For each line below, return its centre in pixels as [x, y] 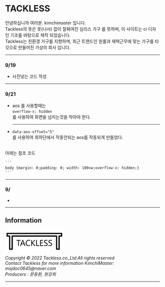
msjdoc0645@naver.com [31, 268]
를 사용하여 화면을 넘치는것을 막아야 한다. [52, 117]
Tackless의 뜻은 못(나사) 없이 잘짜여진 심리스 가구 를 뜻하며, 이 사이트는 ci [76, 29]
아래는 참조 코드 [20, 153]
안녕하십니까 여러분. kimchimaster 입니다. [45, 23]
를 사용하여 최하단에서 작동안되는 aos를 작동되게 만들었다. [68, 137]
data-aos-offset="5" [33, 132]
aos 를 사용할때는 [29, 105]
